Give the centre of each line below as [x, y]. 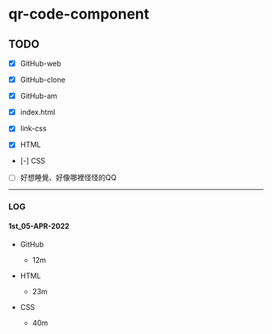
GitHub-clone [43, 80]
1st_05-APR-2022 [39, 226]
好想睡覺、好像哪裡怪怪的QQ [68, 178]
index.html [38, 112]
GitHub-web [40, 63]
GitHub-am [39, 96]
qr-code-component [79, 14]
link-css [33, 128]
